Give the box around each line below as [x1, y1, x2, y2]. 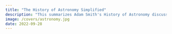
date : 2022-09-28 [5, 21, 42, 26]
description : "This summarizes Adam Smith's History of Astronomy [5, 12, 150, 17]
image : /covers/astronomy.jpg [5, 16, 70, 21]
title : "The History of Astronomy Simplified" [5, 7, 106, 12]
